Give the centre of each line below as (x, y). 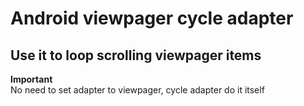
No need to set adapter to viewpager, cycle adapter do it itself (137, 90)
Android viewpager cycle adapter (152, 18)
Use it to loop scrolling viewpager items (136, 55)
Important (31, 79)
